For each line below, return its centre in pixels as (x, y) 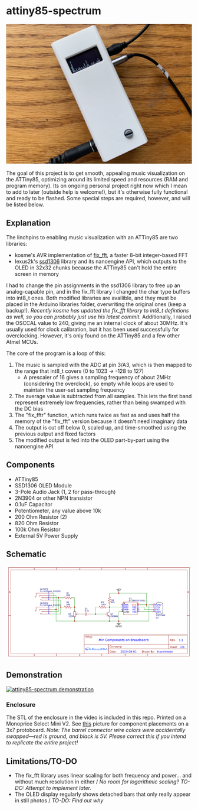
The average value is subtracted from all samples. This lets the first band (103, 396)
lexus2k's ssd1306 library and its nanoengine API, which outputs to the (100, 261)
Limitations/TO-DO (42, 761)
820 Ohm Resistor (37, 523)
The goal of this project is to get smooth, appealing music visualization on (96, 173)
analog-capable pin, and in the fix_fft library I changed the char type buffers (98, 291)
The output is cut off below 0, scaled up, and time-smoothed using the (100, 427)
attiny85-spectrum (54, 11)
